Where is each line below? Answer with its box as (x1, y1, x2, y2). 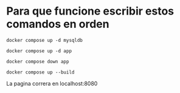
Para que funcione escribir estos (6, 4, 175, 18)
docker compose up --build (6, 69, 75, 75)
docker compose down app (6, 58, 69, 64)
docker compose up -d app (6, 47, 72, 54)
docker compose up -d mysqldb (6, 37, 83, 43)
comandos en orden (6, 17, 109, 31)
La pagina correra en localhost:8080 (6, 80, 98, 87)
